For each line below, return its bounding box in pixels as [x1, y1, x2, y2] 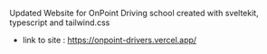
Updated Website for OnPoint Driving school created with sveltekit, [9, 8, 260, 18]
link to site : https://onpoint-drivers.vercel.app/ [22, 35, 197, 45]
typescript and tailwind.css [9, 17, 110, 28]
